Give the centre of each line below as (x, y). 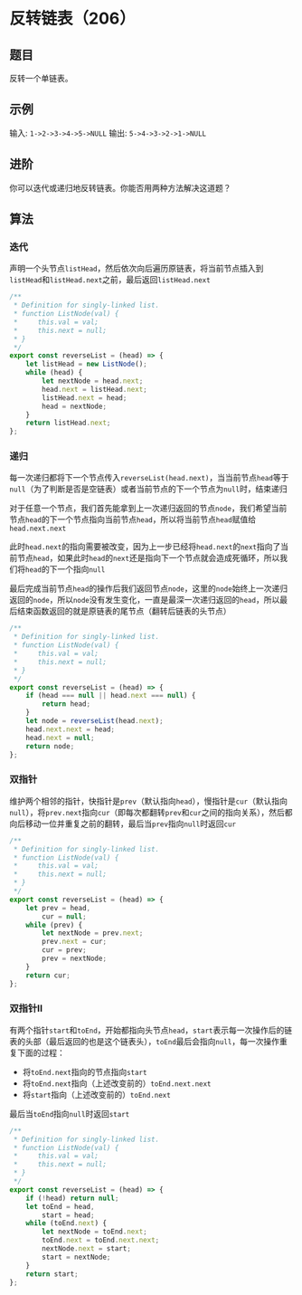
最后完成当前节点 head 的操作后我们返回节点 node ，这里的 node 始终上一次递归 (148, 588)
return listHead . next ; (68, 423)
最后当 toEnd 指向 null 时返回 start (70, 1113)
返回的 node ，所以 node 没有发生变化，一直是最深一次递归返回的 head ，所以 (145, 600)
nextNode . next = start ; (86, 1249)
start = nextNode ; (76, 1257)
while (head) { (54, 373)
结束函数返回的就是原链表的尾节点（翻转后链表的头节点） (124, 611)
